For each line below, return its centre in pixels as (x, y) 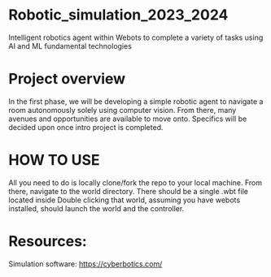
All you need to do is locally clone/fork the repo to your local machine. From (135, 182)
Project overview (67, 79)
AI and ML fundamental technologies (70, 45)
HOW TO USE (54, 160)
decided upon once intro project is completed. (86, 127)
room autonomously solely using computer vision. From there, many (122, 110)
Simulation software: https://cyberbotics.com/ (85, 264)
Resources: (48, 241)
